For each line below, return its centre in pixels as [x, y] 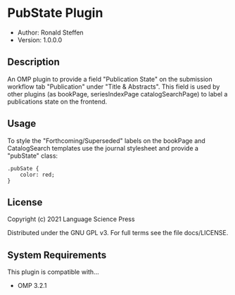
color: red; [37, 175]
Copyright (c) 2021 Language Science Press [71, 219]
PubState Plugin [55, 13]
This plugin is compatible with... [53, 272]
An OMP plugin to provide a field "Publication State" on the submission [110, 79]
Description [33, 62]
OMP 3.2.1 [32, 286]
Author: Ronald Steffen [50, 32]
